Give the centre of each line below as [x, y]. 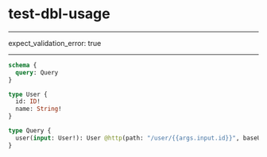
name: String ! [39, 109]
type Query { [30, 131]
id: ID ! [28, 101]
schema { [23, 65]
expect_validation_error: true [55, 43]
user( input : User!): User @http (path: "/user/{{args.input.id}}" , [128, 138]
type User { [28, 94]
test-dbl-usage [59, 14]
